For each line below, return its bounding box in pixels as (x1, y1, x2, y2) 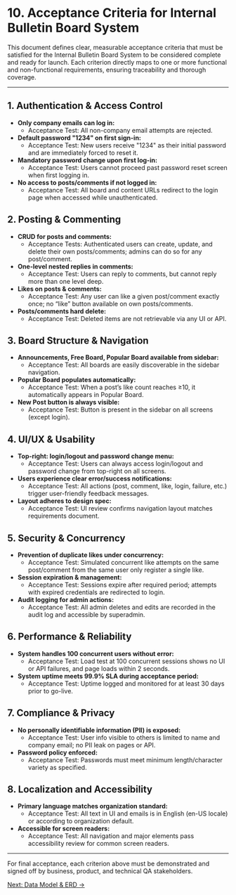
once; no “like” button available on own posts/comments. (27, 299, 193, 308)
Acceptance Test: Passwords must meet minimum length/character (27, 755, 223, 764)
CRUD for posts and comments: (17, 232, 112, 240)
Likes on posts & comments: (17, 285, 102, 293)
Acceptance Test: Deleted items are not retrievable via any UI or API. (27, 314, 227, 322)
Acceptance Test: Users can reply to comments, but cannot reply (27, 269, 217, 278)
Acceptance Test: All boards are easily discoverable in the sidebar (27, 360, 220, 370)
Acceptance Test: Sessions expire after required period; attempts (27, 581, 217, 589)
